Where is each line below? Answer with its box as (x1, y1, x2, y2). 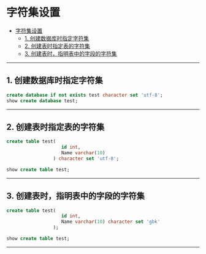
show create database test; (6, 97, 78, 104)
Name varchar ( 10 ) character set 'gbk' (61, 219, 161, 225)
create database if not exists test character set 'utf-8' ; (6, 92, 164, 98)
